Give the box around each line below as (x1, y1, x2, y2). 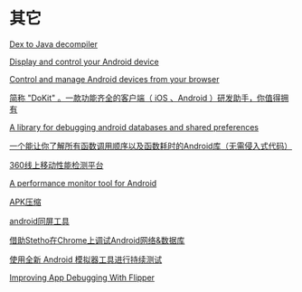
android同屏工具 (9, 215, 71, 226)
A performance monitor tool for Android (9, 177, 157, 188)
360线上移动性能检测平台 (9, 159, 104, 170)
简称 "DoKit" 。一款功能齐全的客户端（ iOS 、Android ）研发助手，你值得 (9, 92, 281, 103)
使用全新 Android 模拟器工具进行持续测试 (9, 254, 163, 265)
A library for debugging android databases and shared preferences (9, 121, 260, 132)
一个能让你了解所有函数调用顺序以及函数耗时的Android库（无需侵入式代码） (9, 140, 292, 151)
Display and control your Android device (9, 56, 160, 67)
